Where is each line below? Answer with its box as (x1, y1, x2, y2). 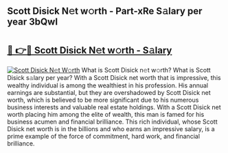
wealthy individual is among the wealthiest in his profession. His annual (7, 81, 209, 89)
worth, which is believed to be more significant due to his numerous (7, 96, 199, 104)
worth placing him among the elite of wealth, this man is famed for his (7, 111, 205, 118)
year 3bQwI (7, 16, 58, 28)
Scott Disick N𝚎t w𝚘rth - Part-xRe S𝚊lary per (7, 5, 203, 17)
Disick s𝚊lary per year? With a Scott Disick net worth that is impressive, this (7, 74, 221, 81)
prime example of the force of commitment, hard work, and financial (7, 133, 201, 140)
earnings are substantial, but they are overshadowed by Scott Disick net (7, 89, 211, 96)
